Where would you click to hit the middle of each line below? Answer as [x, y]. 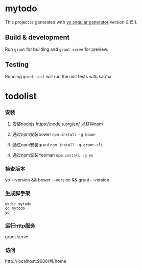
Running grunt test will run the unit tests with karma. [59, 76]
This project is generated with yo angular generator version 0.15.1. [71, 22]
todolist [21, 96]
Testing [17, 65]
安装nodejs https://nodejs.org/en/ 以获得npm [58, 124]
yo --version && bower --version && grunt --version [57, 180]
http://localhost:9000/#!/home [36, 261]
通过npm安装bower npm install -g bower [54, 134]
